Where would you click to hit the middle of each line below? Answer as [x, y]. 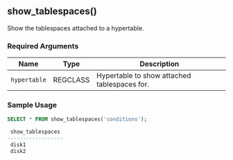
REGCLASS [71, 80]
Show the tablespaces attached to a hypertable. [76, 28]
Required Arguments [43, 46]
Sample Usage [32, 105]
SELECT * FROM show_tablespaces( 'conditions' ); [77, 119]
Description [159, 64]
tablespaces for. [123, 85]
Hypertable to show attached [144, 75]
